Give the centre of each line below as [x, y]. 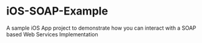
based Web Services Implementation [52, 34]
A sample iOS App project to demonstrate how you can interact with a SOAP [101, 28]
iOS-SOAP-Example [57, 11]
